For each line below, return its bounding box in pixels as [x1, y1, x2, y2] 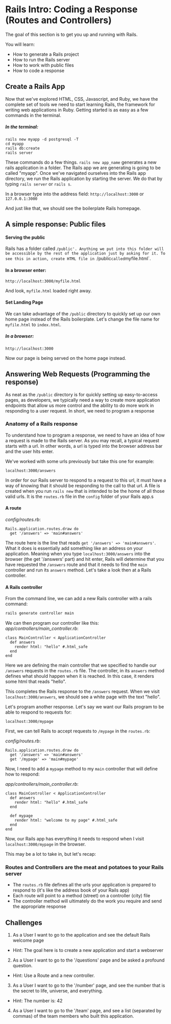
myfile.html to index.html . [5, 321, 62, 328]
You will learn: [5, 41, 35, 47]
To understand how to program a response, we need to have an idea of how [5, 432, 165, 438]
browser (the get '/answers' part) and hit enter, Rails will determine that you [5, 556, 164, 562]
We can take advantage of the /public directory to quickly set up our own [5, 310, 161, 316]
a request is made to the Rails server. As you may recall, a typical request [5, 437, 160, 443]
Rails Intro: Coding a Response [5, 4, 138, 15]
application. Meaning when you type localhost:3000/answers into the [5, 551, 151, 557]
